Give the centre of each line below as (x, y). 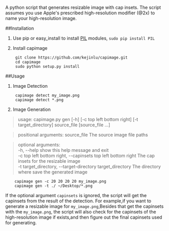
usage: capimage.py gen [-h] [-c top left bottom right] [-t (78, 119)
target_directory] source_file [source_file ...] (64, 125)
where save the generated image (53, 172)
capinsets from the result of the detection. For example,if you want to (78, 201)
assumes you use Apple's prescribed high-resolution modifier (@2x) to (80, 13)
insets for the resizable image (49, 161)
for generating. (21, 223)
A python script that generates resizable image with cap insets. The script (83, 7)
